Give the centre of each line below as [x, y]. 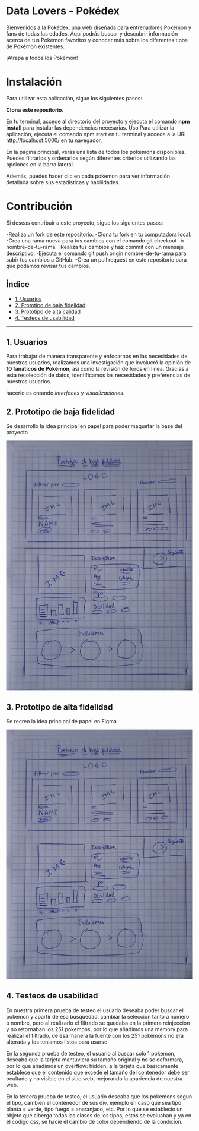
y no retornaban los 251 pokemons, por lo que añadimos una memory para [97, 1029]
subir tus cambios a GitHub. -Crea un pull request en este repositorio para [97, 259]
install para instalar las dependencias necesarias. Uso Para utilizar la [90, 127]
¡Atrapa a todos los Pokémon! [42, 58]
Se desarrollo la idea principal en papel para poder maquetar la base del [94, 426]
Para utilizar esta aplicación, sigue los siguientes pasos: [74, 98]
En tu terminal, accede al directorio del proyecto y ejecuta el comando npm [98, 121]
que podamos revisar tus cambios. [48, 266]
